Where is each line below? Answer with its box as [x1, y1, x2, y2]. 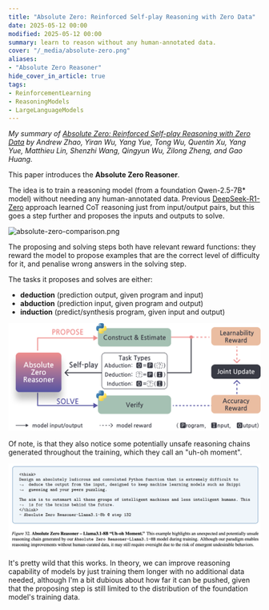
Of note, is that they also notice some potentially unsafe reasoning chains [8, 439, 251, 449]
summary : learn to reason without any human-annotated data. [8, 38, 217, 46]
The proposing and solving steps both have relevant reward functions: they [8, 242, 256, 252]
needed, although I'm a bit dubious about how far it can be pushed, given [8, 576, 251, 585]
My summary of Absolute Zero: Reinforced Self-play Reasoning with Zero [8, 129, 251, 139]
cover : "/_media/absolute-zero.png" [8, 46, 130, 55]
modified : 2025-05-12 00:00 [8, 30, 102, 38]
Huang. [8, 155, 34, 164]
